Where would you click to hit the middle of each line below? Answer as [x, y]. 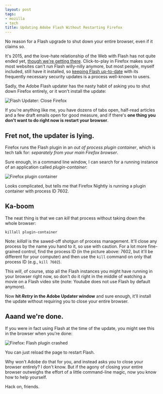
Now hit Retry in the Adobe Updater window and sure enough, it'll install [78, 296]
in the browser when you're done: [39, 333]
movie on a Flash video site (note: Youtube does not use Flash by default [78, 281]
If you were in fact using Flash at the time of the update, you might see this [80, 328]
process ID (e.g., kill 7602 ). [33, 262]
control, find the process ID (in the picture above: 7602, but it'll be [87, 251]
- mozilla [15, 18]
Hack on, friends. [22, 386]
